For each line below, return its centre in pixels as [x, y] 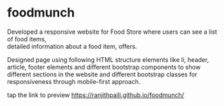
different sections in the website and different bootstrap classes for [102, 74]
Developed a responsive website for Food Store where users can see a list [112, 32]
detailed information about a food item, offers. [72, 46]
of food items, [27, 39]
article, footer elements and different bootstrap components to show [104, 67]
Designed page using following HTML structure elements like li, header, [108, 59]
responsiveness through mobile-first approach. [74, 81]
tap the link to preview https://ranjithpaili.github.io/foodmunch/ [96, 95]
